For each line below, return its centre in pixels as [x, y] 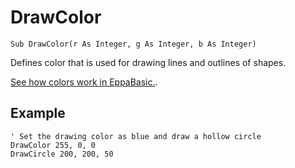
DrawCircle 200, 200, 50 [62, 154]
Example [38, 113]
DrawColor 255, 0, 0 [53, 145]
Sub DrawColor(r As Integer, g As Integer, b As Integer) [133, 44]
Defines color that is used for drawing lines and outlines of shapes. [148, 62]
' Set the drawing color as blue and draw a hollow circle [136, 136]
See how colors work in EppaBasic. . [84, 82]
